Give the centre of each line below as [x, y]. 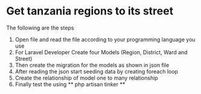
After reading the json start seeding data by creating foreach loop [96, 71]
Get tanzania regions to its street [90, 11]
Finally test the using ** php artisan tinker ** [70, 84]
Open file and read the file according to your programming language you [105, 39]
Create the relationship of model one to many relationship [86, 78]
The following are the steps [40, 28]
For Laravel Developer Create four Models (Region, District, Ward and [101, 52]
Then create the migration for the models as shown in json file [92, 65]
